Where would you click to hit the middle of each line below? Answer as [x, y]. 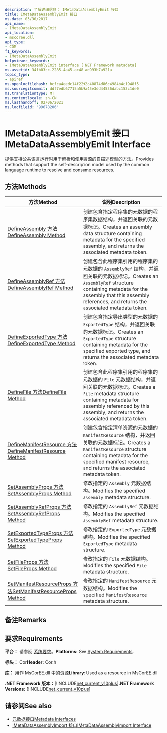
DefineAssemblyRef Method [41, 288]
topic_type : [17, 75]
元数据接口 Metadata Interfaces [44, 719]
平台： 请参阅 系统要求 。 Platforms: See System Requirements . [70, 651]
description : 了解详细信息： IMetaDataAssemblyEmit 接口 [62, 10]
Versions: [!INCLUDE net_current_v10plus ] [48, 689]
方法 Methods [26, 187]
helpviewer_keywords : [28, 61]
